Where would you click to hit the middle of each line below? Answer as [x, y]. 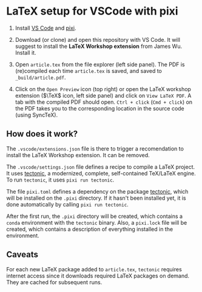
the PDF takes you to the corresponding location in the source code [100, 108]
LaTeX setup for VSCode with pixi [92, 11]
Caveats [22, 255]
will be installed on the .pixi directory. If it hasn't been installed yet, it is [96, 198]
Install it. [25, 52]
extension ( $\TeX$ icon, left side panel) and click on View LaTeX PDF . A [103, 95]
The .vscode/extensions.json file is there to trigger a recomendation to [95, 148]
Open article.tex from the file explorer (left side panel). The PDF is [100, 64]
